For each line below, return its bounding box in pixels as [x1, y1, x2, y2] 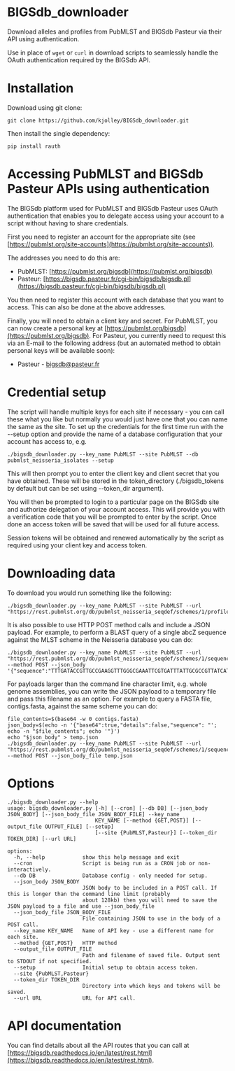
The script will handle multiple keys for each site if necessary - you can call [7, 407, 225, 416]
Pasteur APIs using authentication [7, 181, 210, 197]
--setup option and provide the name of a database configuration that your [7, 430, 222, 438]
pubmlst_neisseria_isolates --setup [7, 456, 114, 464]
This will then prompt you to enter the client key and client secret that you [7, 469, 220, 477]
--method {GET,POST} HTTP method [13, 939, 117, 946]
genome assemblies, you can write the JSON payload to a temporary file [7, 687, 217, 695]
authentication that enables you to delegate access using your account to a [7, 211, 225, 220]
